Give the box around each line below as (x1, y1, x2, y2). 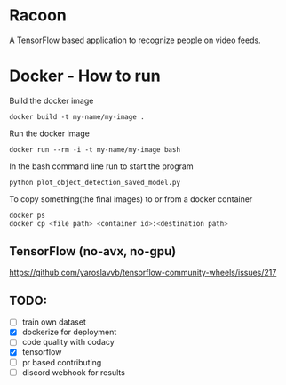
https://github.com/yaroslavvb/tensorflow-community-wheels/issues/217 (9, 268, 277, 278)
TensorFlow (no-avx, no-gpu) (9, 244, 177, 259)
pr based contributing (21, 357, 102, 367)
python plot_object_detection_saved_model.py (9, 178, 180, 187)
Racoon (9, 5, 67, 26)
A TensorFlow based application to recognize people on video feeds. (9, 35, 261, 45)
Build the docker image (9, 95, 94, 106)
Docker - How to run (9, 66, 162, 86)
